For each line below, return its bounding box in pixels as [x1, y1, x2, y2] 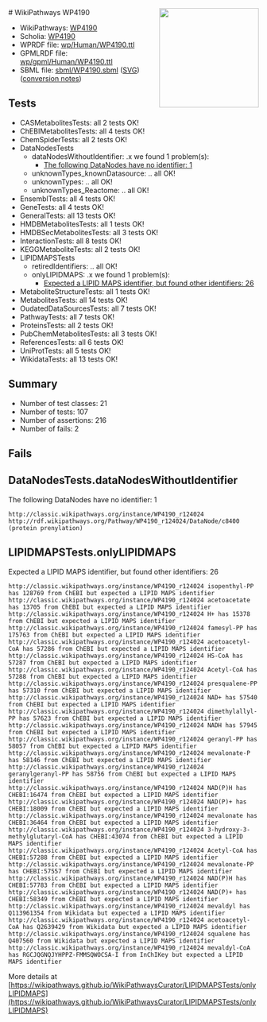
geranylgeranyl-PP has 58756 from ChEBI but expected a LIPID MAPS [8, 770, 237, 778]
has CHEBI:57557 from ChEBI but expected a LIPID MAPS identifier [8, 867, 233, 875]
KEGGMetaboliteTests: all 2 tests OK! [19, 244, 141, 254]
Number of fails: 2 [19, 424, 79, 433]
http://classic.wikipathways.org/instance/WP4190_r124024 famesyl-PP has [8, 624, 258, 632]
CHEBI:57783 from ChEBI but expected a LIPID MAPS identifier [8, 881, 219, 889]
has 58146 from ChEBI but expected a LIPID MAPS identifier [8, 756, 212, 764]
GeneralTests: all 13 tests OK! [19, 211, 116, 220]
